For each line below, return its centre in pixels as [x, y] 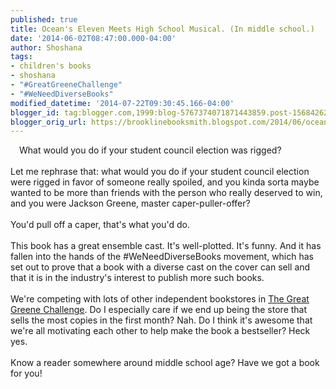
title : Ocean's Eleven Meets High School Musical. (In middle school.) [162, 29]
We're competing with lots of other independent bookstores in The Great [160, 299]
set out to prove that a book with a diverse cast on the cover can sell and [160, 267]
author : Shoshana [46, 47]
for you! [26, 373]
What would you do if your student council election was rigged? [150, 150]
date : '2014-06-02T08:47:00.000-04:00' [93, 38]
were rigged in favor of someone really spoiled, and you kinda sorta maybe [165, 182]
